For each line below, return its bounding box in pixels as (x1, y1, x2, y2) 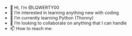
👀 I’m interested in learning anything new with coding (9, 10, 119, 16)
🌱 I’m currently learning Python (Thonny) (9, 15, 94, 20)
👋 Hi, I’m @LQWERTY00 (9, 5, 60, 10)
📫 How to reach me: (9, 26, 53, 31)
